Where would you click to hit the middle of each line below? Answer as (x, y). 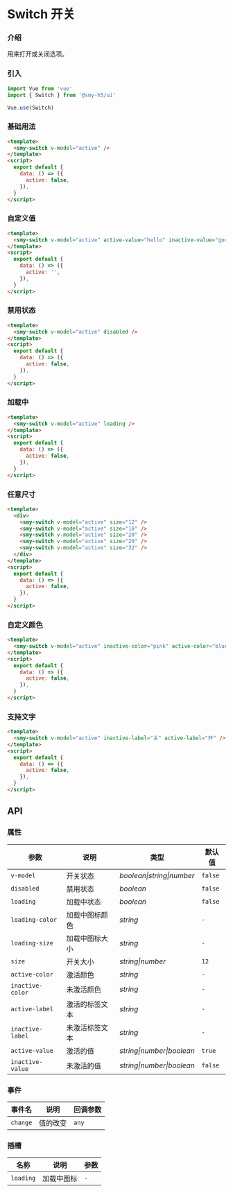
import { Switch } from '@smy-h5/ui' (62, 95)
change (21, 1122)
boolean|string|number (157, 875)
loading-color (34, 919)
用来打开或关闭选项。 (37, 54)
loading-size (32, 943)
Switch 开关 (41, 14)
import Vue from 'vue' (40, 88)
